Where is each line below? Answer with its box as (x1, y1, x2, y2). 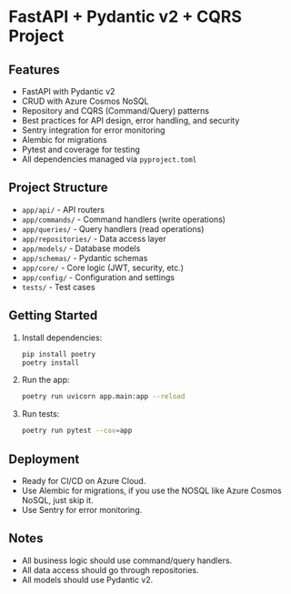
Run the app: (21, 375, 70, 386)
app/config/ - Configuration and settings (21, 271, 175, 283)
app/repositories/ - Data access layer (21, 233, 167, 244)
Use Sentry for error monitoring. (21, 504, 143, 515)
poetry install (21, 357, 80, 367)
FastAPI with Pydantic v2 (21, 86, 115, 96)
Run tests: (21, 408, 60, 419)
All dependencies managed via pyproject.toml (21, 154, 197, 165)
